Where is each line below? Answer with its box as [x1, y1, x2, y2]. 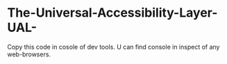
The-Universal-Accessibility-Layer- [7, 5, 218, 21]
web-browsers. [7, 50, 51, 58]
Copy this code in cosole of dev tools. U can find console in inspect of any [7, 42, 220, 51]
